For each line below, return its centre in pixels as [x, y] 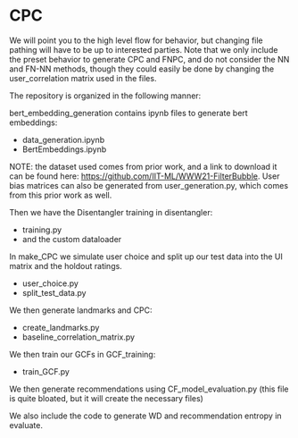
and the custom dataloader [72, 239]
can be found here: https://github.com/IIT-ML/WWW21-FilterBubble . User [145, 176]
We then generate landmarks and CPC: [81, 310]
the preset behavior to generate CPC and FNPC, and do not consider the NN [149, 59]
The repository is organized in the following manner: [105, 96]
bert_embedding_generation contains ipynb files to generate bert [128, 113]
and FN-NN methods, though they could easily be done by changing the [142, 69]
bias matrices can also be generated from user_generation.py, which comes [149, 185]
